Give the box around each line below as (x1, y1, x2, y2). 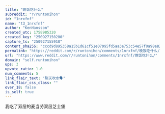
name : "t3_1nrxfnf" (5, 21, 45, 26)
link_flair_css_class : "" (5, 80, 58, 85)
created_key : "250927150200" (5, 35, 65, 40)
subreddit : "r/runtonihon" (5, 12, 60, 17)
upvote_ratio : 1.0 (5, 67, 43, 72)
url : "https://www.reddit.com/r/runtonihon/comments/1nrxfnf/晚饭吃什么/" (5, 53, 158, 58)
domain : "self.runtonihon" (5, 57, 60, 62)
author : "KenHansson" (5, 26, 50, 30)
